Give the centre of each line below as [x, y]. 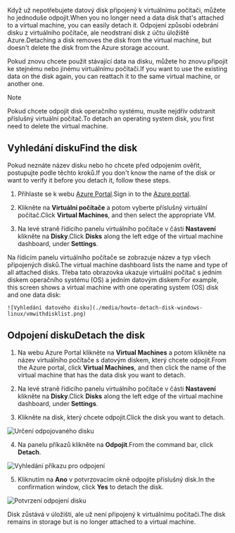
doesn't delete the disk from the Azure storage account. [89, 48]
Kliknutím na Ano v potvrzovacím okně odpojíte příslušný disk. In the [116, 479]
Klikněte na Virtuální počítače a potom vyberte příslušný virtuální [112, 207]
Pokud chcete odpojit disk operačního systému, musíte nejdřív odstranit [112, 111]
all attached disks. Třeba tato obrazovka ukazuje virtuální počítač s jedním [115, 272]
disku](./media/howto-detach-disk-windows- [138, 307]
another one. [26, 84]
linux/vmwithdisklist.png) [47, 314]
